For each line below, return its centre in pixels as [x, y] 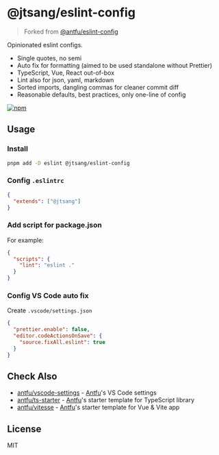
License [24, 429]
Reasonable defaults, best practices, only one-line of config [101, 95]
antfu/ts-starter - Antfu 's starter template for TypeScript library [106, 400]
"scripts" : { [32, 259]
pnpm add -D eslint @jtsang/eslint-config [68, 163]
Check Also [32, 377]
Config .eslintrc [36, 181]
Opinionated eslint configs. [45, 45]
